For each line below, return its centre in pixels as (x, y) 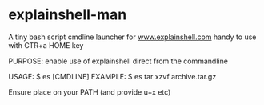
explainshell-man (68, 15)
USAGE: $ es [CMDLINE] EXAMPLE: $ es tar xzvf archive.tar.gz (112, 76)
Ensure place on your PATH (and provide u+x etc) (90, 92)
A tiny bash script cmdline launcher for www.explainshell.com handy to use (132, 37)
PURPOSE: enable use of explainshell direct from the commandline (118, 61)
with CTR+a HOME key (46, 45)
